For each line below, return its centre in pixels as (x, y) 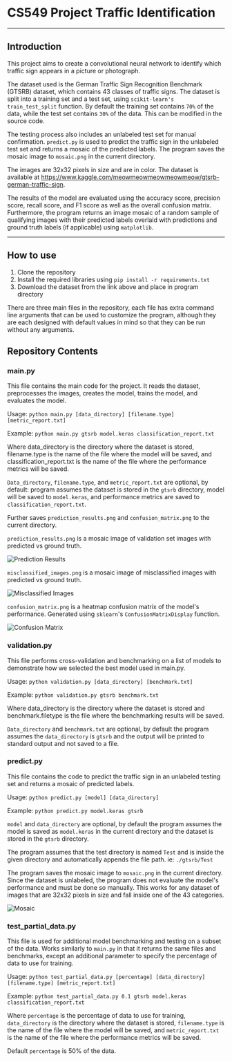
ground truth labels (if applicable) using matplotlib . (80, 227)
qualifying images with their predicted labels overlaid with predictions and (112, 220)
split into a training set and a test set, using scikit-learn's (91, 99)
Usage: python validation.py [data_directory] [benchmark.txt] (100, 681)
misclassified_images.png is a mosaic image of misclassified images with (112, 572)
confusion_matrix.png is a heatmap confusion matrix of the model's (103, 607)
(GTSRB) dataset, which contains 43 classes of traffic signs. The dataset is (114, 91)
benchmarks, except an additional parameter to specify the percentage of (112, 956)
